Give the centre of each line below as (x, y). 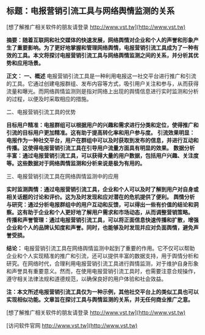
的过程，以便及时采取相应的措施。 (49, 99)
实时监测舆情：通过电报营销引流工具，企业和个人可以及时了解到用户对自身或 (103, 189)
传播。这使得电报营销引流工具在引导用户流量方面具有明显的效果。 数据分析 (101, 148)
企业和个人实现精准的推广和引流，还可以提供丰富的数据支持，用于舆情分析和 (103, 255)
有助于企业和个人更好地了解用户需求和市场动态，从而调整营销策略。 (108, 212)
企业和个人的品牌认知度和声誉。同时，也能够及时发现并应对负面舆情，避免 (100, 227)
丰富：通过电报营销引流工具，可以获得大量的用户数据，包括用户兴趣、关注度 (103, 156)
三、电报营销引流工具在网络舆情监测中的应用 (63, 176)
